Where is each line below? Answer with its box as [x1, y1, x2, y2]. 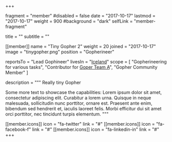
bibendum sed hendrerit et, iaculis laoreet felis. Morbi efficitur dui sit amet [5, 106, 162, 111]
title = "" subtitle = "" [5, 34, 50, 39]
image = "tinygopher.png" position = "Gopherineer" [5, 49, 114, 55]
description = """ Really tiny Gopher [5, 80, 81, 85]
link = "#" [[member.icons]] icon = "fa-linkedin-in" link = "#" [32, 126, 159, 132]
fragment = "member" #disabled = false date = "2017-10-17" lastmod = [5, 13, 156, 18]
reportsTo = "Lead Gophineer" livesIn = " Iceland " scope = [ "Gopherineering [5, 59, 167, 64]
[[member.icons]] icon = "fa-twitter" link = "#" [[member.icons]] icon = [5, 121, 155, 127]
